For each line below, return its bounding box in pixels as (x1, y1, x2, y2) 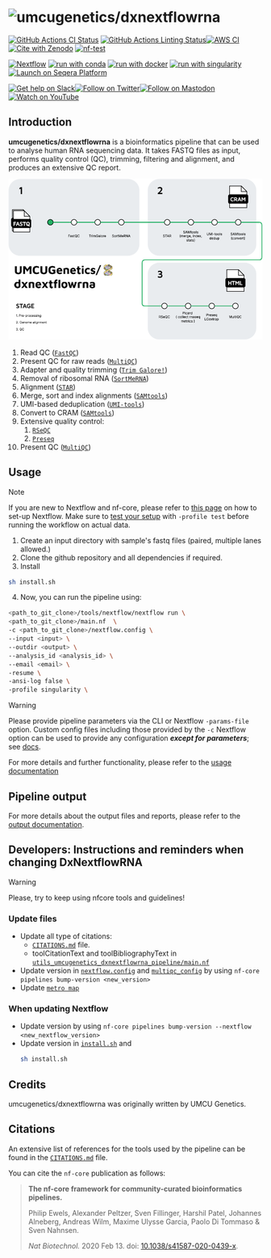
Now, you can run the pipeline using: (19, 593, 142, 602)
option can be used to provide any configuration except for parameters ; (8, 733, 250, 743)
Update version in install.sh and (19, 1039, 132, 1049)
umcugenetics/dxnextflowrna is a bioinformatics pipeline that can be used (8, 137, 260, 146)
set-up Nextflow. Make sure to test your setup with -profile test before (8, 511, 250, 521)
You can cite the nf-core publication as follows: (8, 1168, 166, 1178)
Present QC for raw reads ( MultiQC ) (19, 356, 138, 365)
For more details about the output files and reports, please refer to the (8, 811, 240, 821)
